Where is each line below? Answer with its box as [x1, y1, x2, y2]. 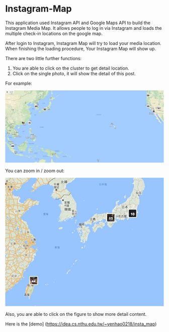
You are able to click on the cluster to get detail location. [12, 65, 129, 71]
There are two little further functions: [5, 55, 82, 61]
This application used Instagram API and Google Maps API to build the [5, 20, 151, 26]
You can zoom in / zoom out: [5, 168, 65, 174]
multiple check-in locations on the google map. [5, 30, 103, 36]
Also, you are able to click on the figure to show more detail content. [5, 311, 147, 317]
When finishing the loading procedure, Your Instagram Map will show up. [5, 45, 156, 51]
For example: [5, 80, 33, 86]
